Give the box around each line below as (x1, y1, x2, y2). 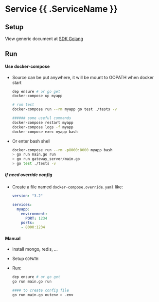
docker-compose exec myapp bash (12, 129, 78, 134)
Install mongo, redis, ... (12, 246, 58, 252)
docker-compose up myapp (12, 94, 63, 99)
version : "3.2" (12, 194, 43, 199)
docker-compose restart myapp (12, 120, 74, 125)
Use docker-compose (5, 63, 50, 69)
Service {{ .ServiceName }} (5, 3, 118, 15)
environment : (21, 211, 48, 216)
